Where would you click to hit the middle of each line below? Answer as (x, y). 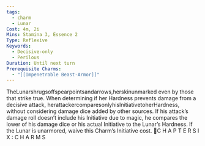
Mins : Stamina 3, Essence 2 (42, 35)
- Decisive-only (32, 52)
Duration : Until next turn (41, 63)
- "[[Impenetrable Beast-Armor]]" (56, 75)
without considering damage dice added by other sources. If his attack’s (97, 111)
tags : (13, 12)
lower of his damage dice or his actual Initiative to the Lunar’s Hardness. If (99, 124)
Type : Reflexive (27, 40)
